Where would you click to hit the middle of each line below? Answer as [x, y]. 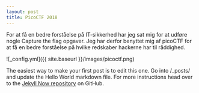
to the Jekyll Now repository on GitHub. [55, 83]
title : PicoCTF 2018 [32, 17]
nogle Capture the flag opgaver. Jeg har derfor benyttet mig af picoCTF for [99, 41]
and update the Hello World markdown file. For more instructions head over [99, 77]
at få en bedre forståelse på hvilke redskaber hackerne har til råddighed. [96, 47]
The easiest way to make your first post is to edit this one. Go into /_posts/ [98, 70]
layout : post [23, 12]
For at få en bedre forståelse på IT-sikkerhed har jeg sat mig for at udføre [97, 34]
